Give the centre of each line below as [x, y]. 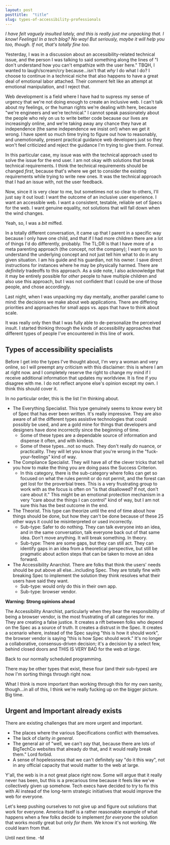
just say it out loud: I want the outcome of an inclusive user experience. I [81, 197]
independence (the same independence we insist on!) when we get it [77, 129]
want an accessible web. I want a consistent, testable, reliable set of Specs [84, 202]
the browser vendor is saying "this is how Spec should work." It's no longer [84, 638]
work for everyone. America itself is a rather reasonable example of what [81, 812]
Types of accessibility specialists [59, 349]
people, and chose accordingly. [38, 287]
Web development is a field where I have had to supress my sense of [77, 96]
